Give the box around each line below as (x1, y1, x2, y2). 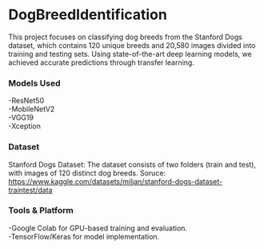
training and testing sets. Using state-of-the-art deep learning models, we (8, 49, 252, 58)
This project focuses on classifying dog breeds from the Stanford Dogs (8, 32, 242, 42)
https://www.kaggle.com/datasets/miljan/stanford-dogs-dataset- (8, 176, 222, 186)
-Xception (8, 122, 42, 131)
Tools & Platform (8, 205, 74, 216)
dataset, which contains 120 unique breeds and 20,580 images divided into (8, 40, 256, 50)
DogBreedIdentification (8, 6, 168, 24)
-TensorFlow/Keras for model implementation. (8, 231, 160, 241)
